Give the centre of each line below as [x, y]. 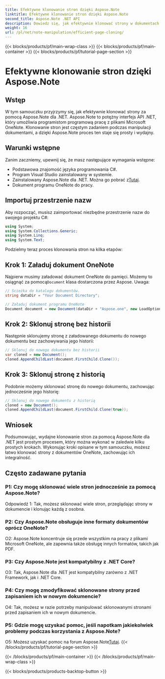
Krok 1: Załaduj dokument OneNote [60, 265]
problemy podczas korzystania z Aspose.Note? [63, 631]
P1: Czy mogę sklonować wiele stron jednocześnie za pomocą [81, 487]
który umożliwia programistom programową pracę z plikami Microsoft [75, 122]
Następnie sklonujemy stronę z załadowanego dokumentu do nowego [76, 336]
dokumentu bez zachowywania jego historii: [50, 341]
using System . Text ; [25, 240]
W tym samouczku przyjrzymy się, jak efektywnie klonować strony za [76, 112]
